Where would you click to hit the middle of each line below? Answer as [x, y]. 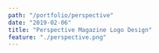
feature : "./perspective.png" [58, 37]
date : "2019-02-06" [40, 23]
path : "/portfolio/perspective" [61, 15]
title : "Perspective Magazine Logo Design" [80, 30]
